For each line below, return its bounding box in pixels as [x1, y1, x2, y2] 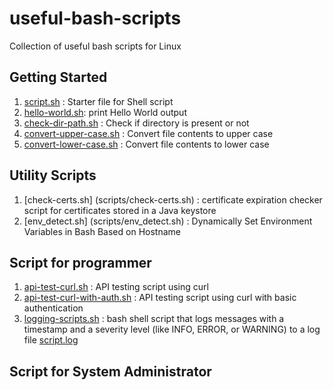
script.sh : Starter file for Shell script [23, 95, 174, 107]
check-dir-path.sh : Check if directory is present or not [23, 117, 250, 129]
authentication [23, 302, 84, 314]
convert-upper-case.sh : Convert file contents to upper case [23, 127, 274, 139]
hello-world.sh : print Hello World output [23, 106, 187, 118]
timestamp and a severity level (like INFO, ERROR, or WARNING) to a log [23, 323, 321, 336]
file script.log [23, 334, 79, 346]
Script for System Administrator [9, 363, 212, 380]
